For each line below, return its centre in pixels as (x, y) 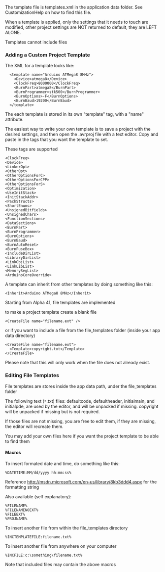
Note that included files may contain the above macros (61, 564)
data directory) (20, 335)
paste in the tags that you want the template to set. (57, 140)
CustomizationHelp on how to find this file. (48, 12)
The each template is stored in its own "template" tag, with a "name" (75, 114)
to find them (17, 441)
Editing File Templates (32, 376)
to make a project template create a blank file (51, 312)
